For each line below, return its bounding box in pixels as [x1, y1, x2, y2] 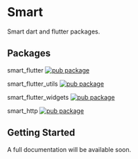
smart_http [7, 106, 38, 115]
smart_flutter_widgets [7, 93, 69, 101]
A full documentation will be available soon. [7, 145, 132, 153]
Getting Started [7, 127, 76, 139]
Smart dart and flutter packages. [7, 27, 101, 36]
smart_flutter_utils [7, 79, 58, 88]
